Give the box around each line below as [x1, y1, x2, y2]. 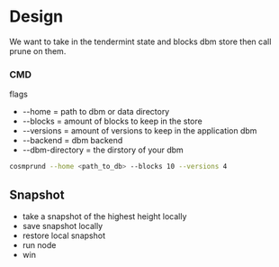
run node [22, 239, 57, 250]
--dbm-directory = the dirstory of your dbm [22, 144, 184, 155]
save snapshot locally [22, 220, 103, 231]
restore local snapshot [22, 230, 106, 241]
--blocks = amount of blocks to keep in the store [22, 115, 202, 127]
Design [9, 6, 64, 27]
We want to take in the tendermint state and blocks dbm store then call [9, 36, 272, 47]
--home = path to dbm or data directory [22, 106, 170, 117]
